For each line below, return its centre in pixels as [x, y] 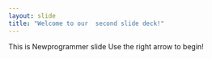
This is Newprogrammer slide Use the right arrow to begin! [106, 46]
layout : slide [32, 16]
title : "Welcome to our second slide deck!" [86, 23]
